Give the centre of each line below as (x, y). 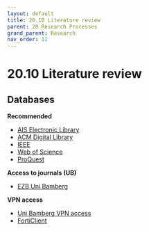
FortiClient (32, 221)
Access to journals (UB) (42, 173)
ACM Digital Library (45, 137)
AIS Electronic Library (48, 130)
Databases (31, 99)
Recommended (29, 116)
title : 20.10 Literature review (54, 20)
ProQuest (31, 159)
